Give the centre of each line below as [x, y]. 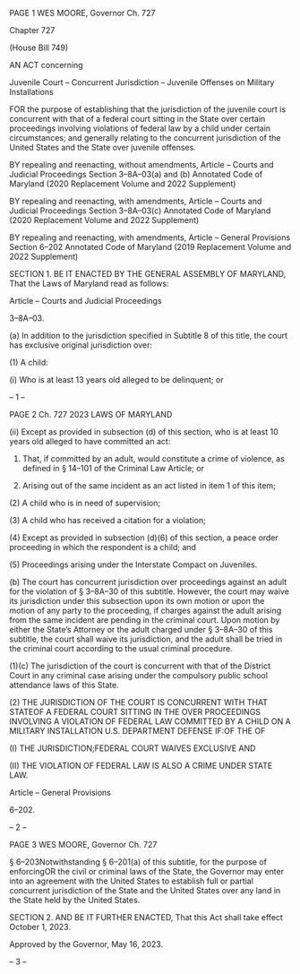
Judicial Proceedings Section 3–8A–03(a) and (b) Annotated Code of [136, 174]
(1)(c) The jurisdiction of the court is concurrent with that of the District [140, 666]
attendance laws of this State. [64, 685]
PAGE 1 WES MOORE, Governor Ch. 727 [82, 13]
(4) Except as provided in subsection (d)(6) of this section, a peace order [144, 538]
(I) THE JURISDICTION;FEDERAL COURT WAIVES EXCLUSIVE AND [133, 748]
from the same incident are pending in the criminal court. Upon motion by [145, 620]
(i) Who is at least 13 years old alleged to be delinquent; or [116, 379]
